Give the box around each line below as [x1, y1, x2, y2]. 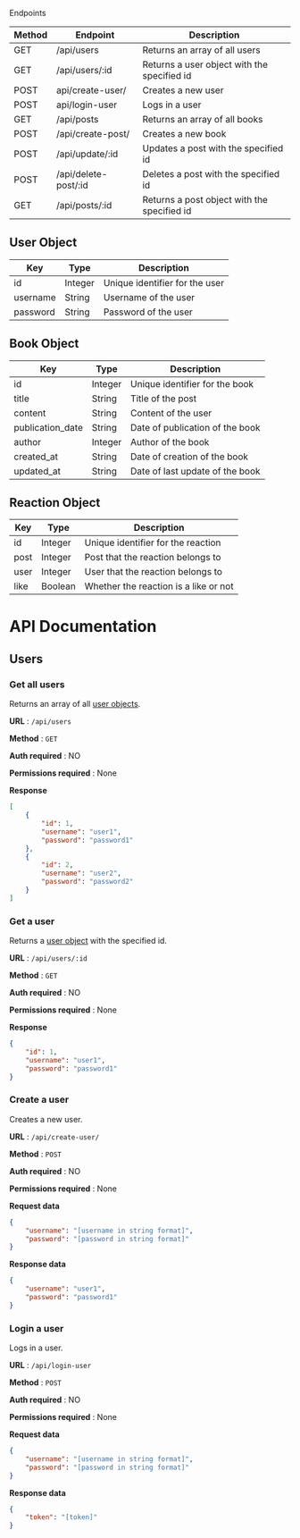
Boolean [41, 580, 76, 593]
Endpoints [9, 8, 46, 18]
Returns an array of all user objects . [9, 699, 141, 710]
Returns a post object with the [142, 194, 268, 206]
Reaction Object [9, 495, 101, 510]
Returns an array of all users [142, 44, 261, 56]
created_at [13, 450, 59, 463]
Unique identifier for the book [130, 377, 254, 390]
